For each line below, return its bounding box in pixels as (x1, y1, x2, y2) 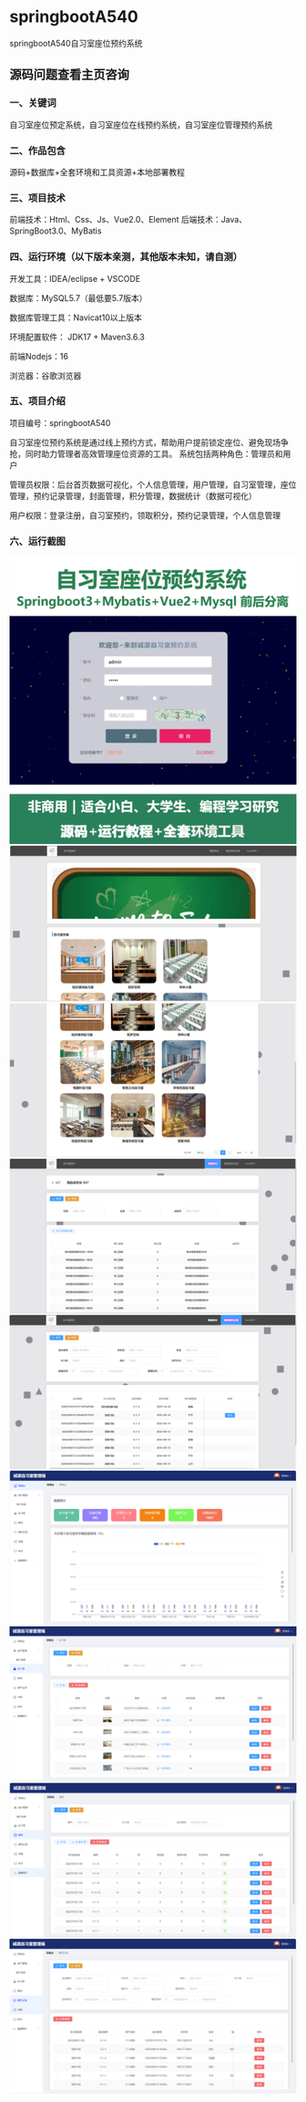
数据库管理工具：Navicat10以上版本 (9, 312, 143, 323)
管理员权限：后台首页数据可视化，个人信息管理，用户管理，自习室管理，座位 (9, 479, 297, 490)
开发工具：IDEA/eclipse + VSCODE (9, 273, 141, 284)
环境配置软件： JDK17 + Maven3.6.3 (9, 331, 146, 342)
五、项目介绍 (9, 395, 66, 408)
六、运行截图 (9, 535, 66, 547)
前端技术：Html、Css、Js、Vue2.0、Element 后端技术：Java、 (9, 214, 248, 225)
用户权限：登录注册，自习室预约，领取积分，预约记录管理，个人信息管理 (9, 509, 280, 521)
